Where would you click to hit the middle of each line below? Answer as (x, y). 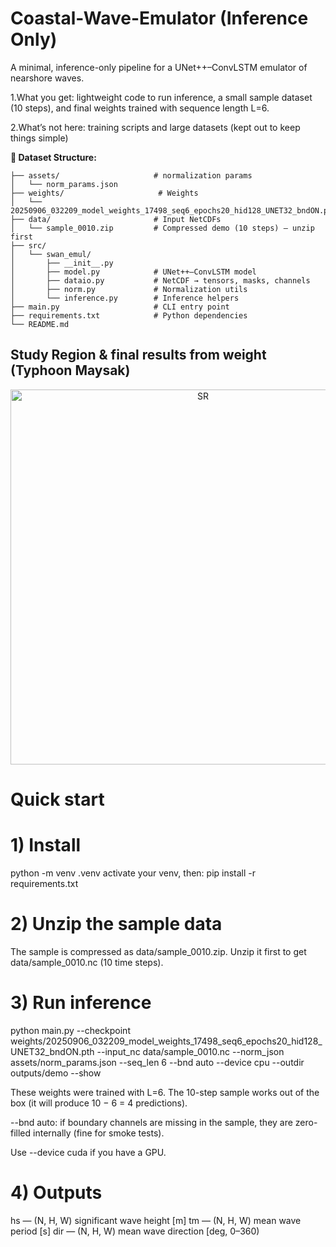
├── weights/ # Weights (104, 193)
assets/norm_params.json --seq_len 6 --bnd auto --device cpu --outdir (157, 1062)
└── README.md (40, 324)
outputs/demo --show (56, 1073)
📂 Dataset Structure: (53, 157)
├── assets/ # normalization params (131, 175)
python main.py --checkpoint (70, 1030)
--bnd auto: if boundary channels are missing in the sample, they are (151, 1122)
